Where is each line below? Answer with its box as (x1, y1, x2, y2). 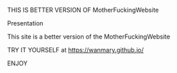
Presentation (7, 19, 44, 27)
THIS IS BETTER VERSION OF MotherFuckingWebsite (7, 6, 159, 14)
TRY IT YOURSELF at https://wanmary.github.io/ (7, 46, 144, 54)
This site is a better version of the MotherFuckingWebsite (7, 32, 171, 41)
